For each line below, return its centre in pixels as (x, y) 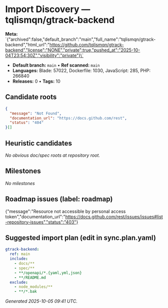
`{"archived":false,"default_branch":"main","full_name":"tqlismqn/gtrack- (80, 39)
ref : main (20, 254)
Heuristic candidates (39, 143)
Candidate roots (31, 97)
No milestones (20, 183)
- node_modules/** (33, 287)
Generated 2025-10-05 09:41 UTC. (41, 301)
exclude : (19, 282)
